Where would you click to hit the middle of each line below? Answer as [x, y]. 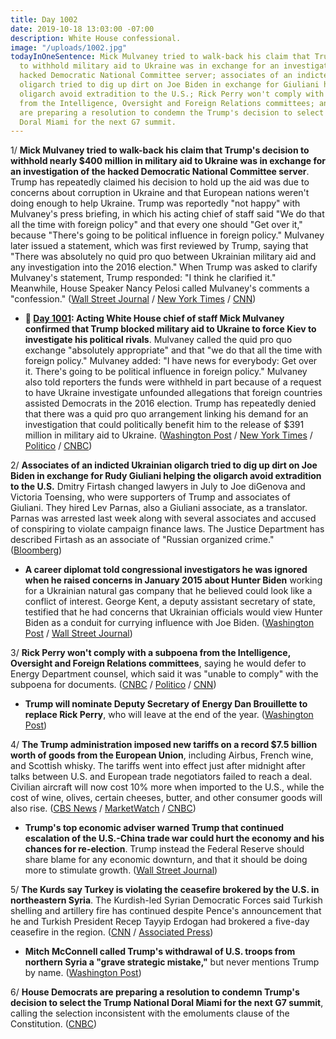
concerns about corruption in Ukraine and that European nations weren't [160, 193]
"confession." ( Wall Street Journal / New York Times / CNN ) [133, 299]
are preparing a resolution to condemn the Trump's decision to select [172, 112]
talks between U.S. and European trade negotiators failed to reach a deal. [161, 777]
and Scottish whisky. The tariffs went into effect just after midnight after [158, 766]
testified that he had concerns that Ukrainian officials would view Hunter [173, 612]
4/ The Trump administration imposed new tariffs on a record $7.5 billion [164, 745]
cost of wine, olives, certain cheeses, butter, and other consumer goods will [166, 798]
